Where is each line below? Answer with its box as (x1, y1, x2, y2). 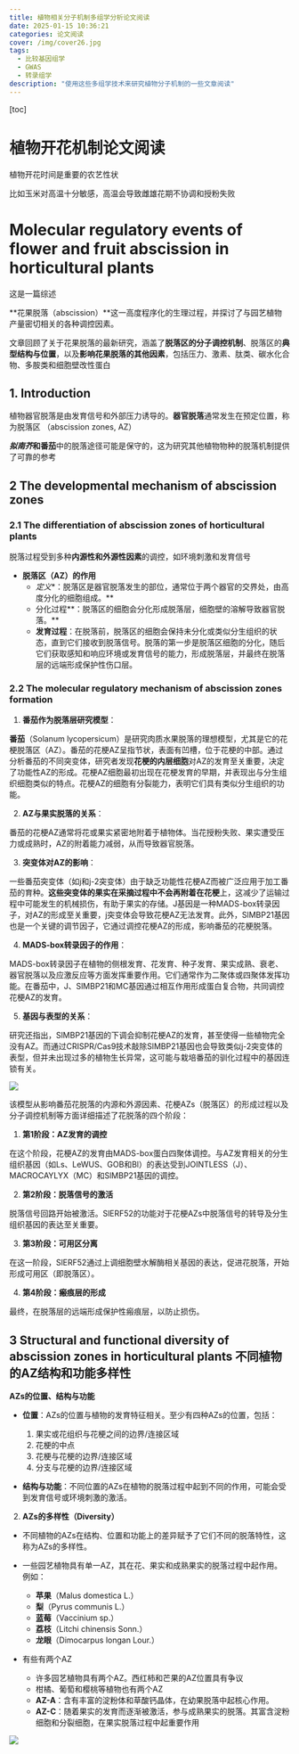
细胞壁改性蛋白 (55, 359, 111, 370)
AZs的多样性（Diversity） (21, 1512, 119, 1522)
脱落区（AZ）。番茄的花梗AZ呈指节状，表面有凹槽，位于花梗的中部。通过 (16, 745, 283, 756)
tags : (9, 46, 29, 55)
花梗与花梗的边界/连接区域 (35, 1451, 133, 1462)
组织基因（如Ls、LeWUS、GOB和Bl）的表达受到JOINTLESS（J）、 (9, 1160, 253, 1170)
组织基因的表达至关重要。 (9, 1219, 103, 1230)
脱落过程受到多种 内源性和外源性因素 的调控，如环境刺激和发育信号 (9, 552, 251, 561)
